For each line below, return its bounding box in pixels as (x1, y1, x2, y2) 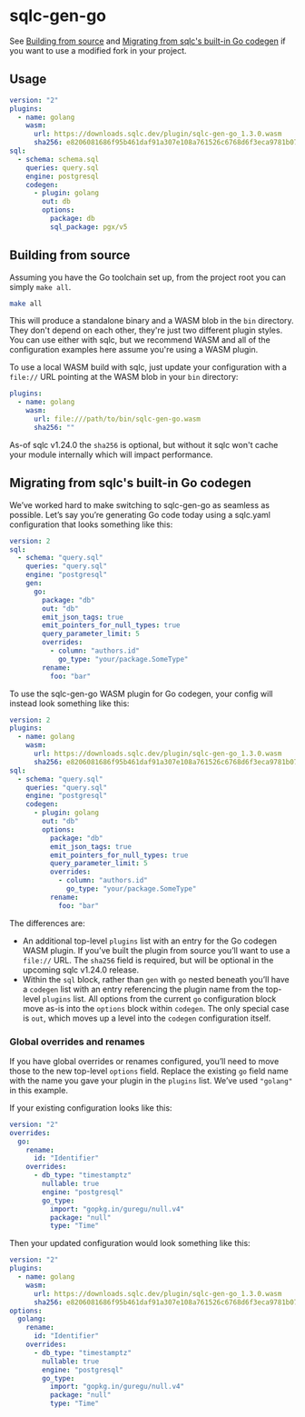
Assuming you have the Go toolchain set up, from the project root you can (9, 272, 286, 283)
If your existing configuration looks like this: (9, 1102, 172, 1113)
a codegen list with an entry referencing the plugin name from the (22, 983, 264, 994)
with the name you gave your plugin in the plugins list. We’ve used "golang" (9, 1074, 293, 1086)
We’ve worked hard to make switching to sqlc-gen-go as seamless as (9, 499, 271, 510)
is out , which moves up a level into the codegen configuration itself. (22, 1013, 271, 1023)
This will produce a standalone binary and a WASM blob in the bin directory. (9, 315, 294, 326)
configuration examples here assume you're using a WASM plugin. (9, 344, 259, 355)
